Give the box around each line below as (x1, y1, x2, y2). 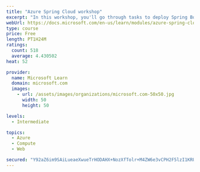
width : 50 (21, 97, 46, 103)
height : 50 (21, 102, 49, 108)
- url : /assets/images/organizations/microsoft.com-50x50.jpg (17, 92, 174, 98)
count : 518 (11, 48, 39, 54)
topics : (6, 129, 26, 136)
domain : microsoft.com (11, 80, 68, 86)
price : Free (6, 31, 36, 37)
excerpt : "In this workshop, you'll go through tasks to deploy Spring (6, 14, 187, 20)
